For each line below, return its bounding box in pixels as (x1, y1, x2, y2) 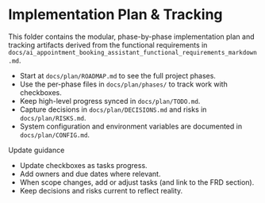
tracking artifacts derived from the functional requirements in (8, 40, 208, 49)
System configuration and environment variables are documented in (19, 121, 243, 131)
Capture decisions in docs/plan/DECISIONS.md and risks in (19, 105, 207, 114)
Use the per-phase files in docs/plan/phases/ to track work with (19, 79, 228, 89)
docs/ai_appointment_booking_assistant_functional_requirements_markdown (8, 48, 258, 56)
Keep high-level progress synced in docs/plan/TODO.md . (19, 96, 201, 105)
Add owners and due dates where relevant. (19, 169, 161, 178)
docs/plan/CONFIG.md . (19, 129, 90, 140)
